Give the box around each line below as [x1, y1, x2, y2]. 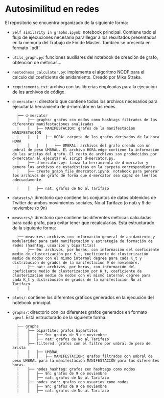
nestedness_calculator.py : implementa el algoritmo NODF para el [12, 69, 144, 75]
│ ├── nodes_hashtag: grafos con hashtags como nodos [17, 367, 136, 372]
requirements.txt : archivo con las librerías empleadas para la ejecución [12, 83, 157, 89]
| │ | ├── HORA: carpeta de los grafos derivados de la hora [17, 134, 160, 139]
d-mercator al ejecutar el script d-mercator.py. [12, 156, 116, 161]
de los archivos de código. [12, 89, 66, 95]
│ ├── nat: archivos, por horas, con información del [17, 264, 136, 269]
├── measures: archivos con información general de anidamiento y [17, 234, 155, 239]
